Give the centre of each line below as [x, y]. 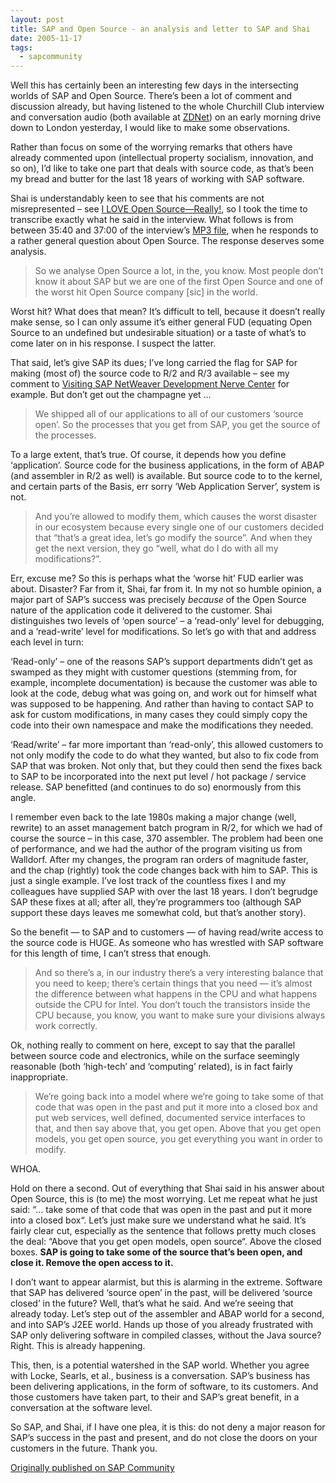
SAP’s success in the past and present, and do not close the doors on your [164, 1438]
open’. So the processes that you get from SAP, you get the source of [177, 425]
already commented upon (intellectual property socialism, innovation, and [162, 158]
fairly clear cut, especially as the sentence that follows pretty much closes [163, 1231]
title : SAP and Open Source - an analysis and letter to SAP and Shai [160, 29]
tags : [21, 47]
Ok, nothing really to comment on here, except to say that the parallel [153, 1045]
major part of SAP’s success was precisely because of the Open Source [158, 600]
